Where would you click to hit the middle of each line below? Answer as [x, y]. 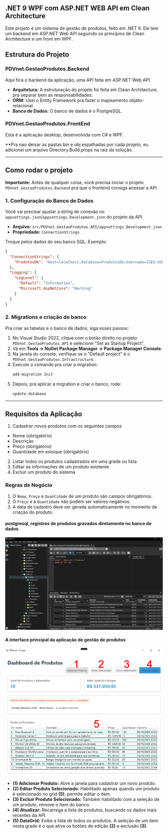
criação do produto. [33, 512]
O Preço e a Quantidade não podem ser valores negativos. [71, 502]
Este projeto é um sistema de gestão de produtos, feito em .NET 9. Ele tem [82, 28]
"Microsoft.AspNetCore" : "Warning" [55, 289]
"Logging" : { [23, 273]
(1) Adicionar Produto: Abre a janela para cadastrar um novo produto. [84, 783]
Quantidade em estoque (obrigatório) [50, 452]
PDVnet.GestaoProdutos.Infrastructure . [53, 359]
